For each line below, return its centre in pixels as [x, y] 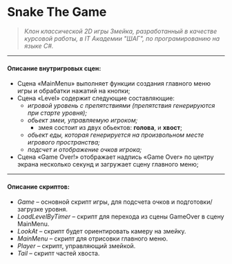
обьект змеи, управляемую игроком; [83, 120]
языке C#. [39, 46]
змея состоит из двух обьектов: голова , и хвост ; [110, 128]
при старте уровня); [57, 113]
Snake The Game [57, 12]
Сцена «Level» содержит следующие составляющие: [96, 98]
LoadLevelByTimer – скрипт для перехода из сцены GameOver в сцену [120, 217]
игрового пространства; [64, 142]
